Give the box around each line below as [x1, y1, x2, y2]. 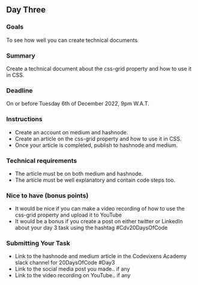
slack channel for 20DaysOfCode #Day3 [14, 259, 115, 266]
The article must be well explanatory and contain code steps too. [14, 176, 176, 184]
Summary [6, 51, 36, 59]
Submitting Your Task [6, 239, 70, 248]
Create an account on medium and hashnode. [14, 128, 128, 136]
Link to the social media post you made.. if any [14, 265, 130, 272]
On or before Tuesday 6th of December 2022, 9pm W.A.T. [6, 100, 150, 107]
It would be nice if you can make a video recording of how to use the [14, 205, 185, 212]
